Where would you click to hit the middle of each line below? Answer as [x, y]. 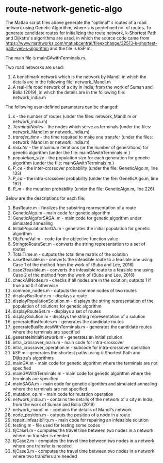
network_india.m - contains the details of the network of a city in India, [83, 399]
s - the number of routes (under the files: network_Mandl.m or [74, 116]
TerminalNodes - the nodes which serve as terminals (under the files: [82, 126]
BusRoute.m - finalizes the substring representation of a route [74, 208]
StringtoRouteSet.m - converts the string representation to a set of [79, 244]
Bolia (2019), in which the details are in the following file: [69, 92]
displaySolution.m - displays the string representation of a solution [79, 316]
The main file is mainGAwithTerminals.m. [46, 58]
